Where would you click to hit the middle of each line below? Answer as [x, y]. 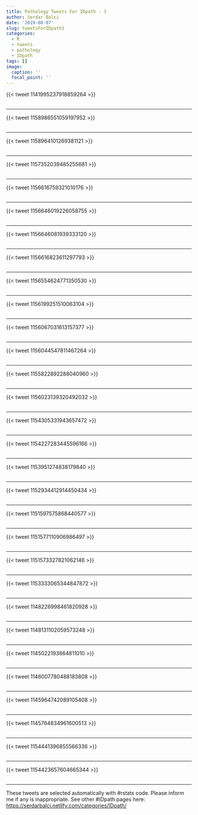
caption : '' [26, 72]
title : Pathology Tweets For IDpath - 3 [57, 12]
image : [14, 67]
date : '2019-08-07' [30, 22]
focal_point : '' [31, 77]
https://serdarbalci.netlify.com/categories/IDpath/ [66, 806]
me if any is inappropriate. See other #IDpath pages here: [76, 800]
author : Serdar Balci [33, 17]
